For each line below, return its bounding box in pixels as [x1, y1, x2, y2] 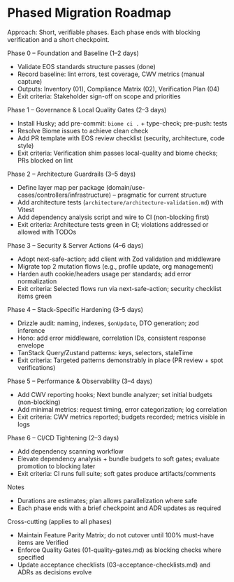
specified [17, 553, 45, 561]
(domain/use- [105, 183, 145, 191]
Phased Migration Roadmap [7, 5, 172, 21]
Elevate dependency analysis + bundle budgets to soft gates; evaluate [17, 454, 220, 463]
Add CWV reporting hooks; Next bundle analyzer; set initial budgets [17, 390, 213, 398]
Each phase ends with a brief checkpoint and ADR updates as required [17, 504, 221, 512]
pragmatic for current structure [117, 191, 207, 199]
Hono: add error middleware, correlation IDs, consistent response [17, 334, 206, 342]
